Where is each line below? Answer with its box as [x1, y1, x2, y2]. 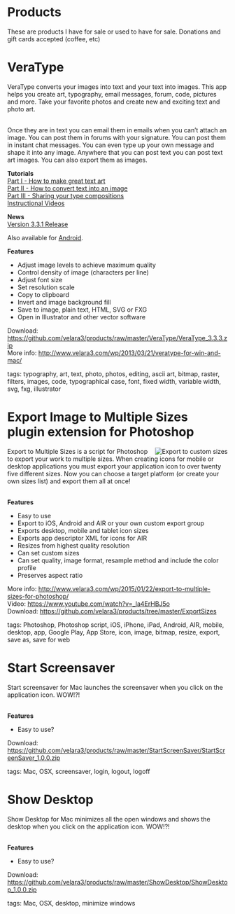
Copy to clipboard [17, 290, 70, 298]
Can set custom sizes [17, 548, 80, 557]
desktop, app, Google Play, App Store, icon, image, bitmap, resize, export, [7, 628, 220, 636]
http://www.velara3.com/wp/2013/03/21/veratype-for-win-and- [38, 348, 222, 357]
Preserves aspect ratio [17, 571, 83, 579]
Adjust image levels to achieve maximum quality [17, 261, 156, 269]
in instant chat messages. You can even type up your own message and [7, 141, 215, 149]
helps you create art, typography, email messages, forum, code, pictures [7, 90, 217, 98]
